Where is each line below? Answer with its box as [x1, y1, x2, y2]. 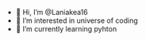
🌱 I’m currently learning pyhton [15, 24, 117, 33]
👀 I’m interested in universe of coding [15, 16, 138, 25]
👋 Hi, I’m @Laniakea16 [15, 8, 89, 17]
